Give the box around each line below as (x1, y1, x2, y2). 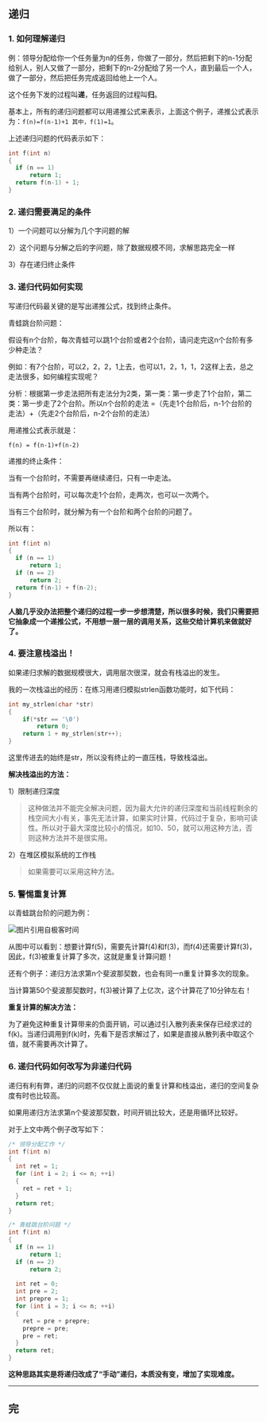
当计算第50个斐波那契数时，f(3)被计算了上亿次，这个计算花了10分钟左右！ (8, 986, 252, 995)
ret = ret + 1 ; (22, 1184, 73, 1192)
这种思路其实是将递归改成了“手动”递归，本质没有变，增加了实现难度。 (8, 1370, 239, 1379)
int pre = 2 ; (15, 1288, 59, 1296)
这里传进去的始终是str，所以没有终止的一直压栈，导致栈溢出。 (8, 753, 212, 763)
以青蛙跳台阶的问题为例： (8, 908, 92, 918)
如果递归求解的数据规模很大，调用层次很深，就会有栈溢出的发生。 (8, 667, 224, 677)
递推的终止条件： (8, 456, 64, 466)
